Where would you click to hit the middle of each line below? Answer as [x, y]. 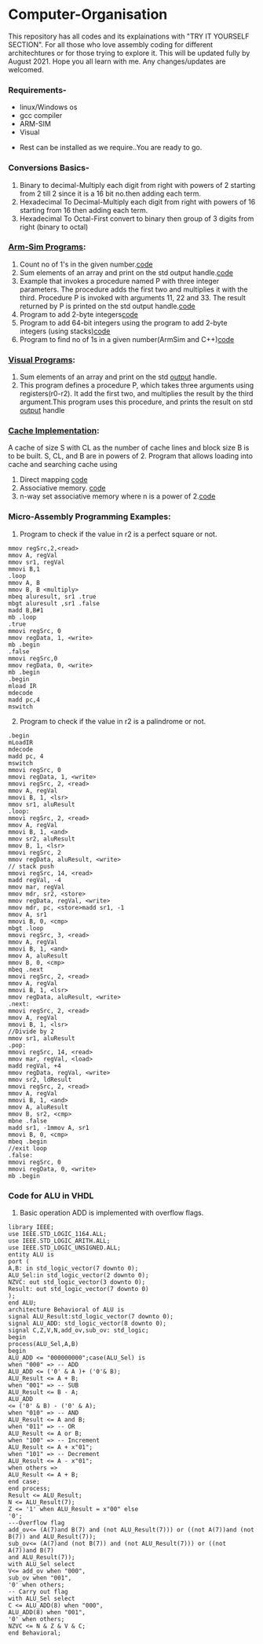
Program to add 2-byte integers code [79, 314]
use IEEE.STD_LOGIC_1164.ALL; [58, 1234]
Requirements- [37, 90]
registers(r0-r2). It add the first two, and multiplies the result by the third [136, 394]
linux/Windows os [48, 107]
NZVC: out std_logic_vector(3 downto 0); [77, 1282]
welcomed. [26, 69]
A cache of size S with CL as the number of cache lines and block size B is [129, 448]
